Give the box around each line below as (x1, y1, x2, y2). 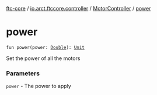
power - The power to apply (6, 83, 71, 90)
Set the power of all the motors (6, 55, 81, 62)
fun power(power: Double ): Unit (6, 44, 85, 50)
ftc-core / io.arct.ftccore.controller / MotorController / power (6, 5, 151, 12)
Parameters (6, 69, 40, 78)
